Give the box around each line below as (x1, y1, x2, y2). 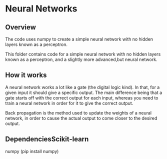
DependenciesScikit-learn (5, 135, 89, 143)
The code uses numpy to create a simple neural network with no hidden (5, 36, 153, 42)
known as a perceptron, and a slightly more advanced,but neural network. (5, 56, 157, 62)
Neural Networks (5, 3, 77, 14)
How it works (5, 71, 47, 79)
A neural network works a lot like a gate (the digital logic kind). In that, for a (5, 84, 160, 90)
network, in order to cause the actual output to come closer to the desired (5, 115, 157, 121)
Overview (5, 23, 36, 31)
